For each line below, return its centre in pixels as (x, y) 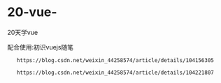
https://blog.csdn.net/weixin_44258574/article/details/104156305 (115, 60)
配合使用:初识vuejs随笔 (41, 47)
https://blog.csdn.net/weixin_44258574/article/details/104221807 (115, 73)
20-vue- (32, 12)
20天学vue (23, 32)
